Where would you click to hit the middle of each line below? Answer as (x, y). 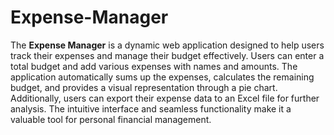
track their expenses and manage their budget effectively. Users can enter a (167, 55)
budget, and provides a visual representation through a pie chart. (144, 87)
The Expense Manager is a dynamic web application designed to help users (167, 45)
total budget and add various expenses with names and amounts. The (154, 66)
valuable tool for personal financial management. (111, 119)
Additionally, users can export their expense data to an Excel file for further (165, 98)
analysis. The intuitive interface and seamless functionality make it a (151, 108)
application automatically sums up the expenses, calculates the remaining (162, 77)
